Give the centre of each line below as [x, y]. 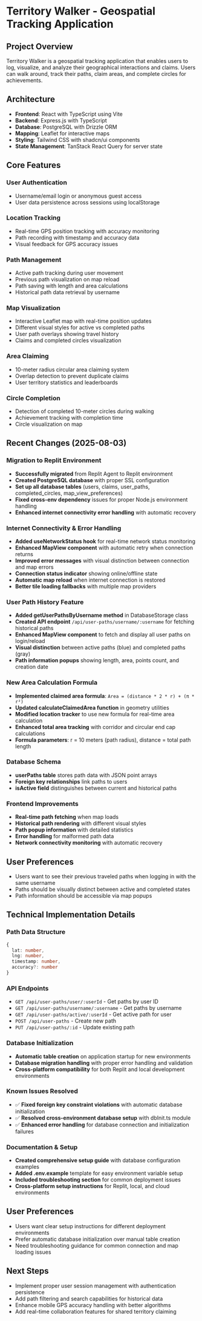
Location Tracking [34, 218]
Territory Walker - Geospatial [81, 11]
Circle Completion [33, 398]
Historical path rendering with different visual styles [80, 824]
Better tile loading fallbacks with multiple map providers [86, 586]
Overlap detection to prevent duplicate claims [72, 376]
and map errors [34, 567]
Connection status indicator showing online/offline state [86, 573]
